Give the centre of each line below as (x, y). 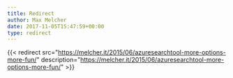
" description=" (59, 60)
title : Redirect (31, 13)
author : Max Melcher (37, 20)
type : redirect (29, 33)
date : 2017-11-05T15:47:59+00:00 (56, 26)
